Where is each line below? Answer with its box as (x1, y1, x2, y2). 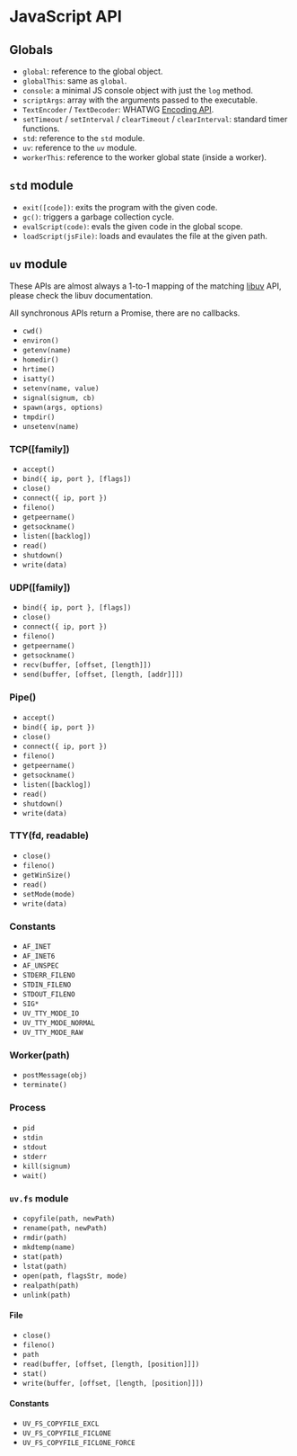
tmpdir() (22, 412, 56, 422)
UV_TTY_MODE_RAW (22, 1028, 83, 1038)
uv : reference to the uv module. (22, 142, 137, 153)
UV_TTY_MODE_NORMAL (22, 1019, 96, 1028)
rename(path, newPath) (22, 1224, 108, 1233)
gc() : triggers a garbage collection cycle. (22, 211, 175, 222)
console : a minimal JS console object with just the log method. (22, 85, 254, 95)
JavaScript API (9, 6, 123, 27)
